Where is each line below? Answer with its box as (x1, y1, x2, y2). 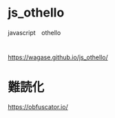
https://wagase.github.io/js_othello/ (8, 53, 109, 61)
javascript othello (8, 28, 61, 37)
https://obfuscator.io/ (8, 103, 68, 111)
